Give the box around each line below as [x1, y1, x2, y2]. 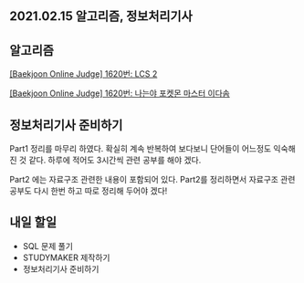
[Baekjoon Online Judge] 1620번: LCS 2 [9, 68, 158, 79]
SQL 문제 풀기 [22, 240, 73, 251]
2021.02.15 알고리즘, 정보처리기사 [9, 8, 194, 25]
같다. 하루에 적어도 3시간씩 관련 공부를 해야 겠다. [28, 154, 202, 166]
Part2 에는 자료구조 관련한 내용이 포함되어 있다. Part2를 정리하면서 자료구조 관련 [9, 174, 296, 185]
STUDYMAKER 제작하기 [22, 252, 110, 263]
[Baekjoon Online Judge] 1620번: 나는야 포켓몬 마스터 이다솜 [9, 88, 230, 99]
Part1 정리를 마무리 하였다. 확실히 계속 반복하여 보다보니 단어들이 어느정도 [9, 143, 272, 154]
